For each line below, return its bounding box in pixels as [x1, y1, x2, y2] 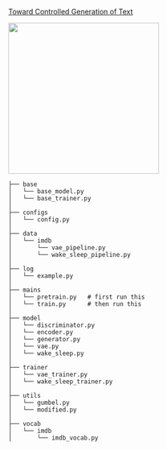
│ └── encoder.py [8, 328, 74, 336]
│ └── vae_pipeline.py [8, 244, 106, 252]
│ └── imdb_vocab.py [8, 434, 99, 442]
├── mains [8, 286, 42, 294]
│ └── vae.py [8, 342, 59, 350]
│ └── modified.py [8, 406, 78, 414]
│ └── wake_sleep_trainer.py [8, 378, 113, 386]
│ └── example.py [8, 272, 74, 280]
